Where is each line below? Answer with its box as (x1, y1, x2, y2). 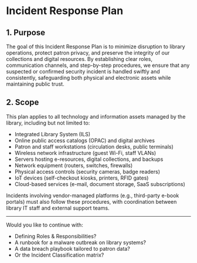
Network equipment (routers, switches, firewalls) (14, 161, 133, 168)
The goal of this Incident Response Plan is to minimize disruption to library (6, 43, 185, 50)
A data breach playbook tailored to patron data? (14, 245, 130, 252)
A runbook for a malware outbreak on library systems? (14, 239, 147, 246)
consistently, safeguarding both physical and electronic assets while (6, 75, 171, 81)
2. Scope (6, 97, 39, 107)
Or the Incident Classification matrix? (14, 251, 104, 258)
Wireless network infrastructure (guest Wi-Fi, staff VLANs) (14, 149, 157, 156)
